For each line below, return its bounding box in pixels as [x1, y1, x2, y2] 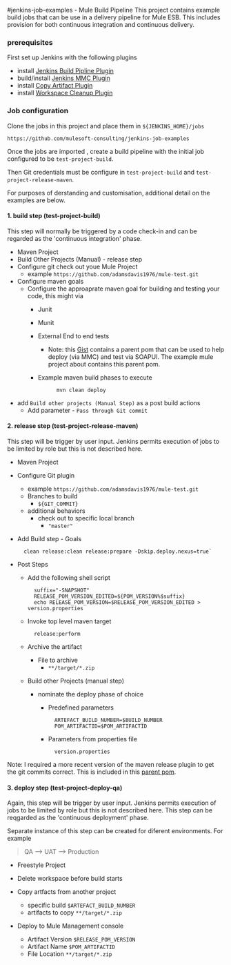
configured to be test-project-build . [7, 155, 114, 163]
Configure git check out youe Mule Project [17, 262, 138, 271]
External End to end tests [37, 331, 110, 340]
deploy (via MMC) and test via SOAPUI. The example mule [48, 352, 214, 361]
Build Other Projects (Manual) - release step [17, 255, 143, 263]
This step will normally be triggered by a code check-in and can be [7, 227, 198, 235]
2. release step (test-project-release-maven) [7, 422, 139, 430]
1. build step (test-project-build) [7, 212, 101, 220]
